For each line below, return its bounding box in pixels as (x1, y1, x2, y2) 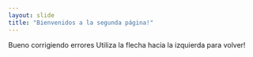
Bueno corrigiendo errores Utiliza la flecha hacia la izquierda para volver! (8, 40, 246, 49)
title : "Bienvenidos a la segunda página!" (8, 19, 154, 27)
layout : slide (8, 11, 55, 20)
